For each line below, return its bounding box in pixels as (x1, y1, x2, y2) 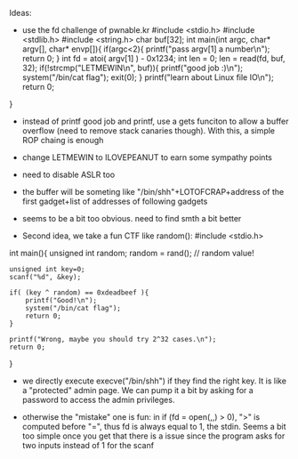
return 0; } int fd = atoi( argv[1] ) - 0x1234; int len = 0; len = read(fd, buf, (21, 53, 286, 63)
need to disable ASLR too (21, 169, 116, 180)
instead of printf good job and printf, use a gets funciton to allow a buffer (21, 116, 289, 126)
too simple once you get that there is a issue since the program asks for (21, 431, 286, 441)
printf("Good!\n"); (25, 296, 98, 305)
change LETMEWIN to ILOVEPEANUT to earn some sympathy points (21, 152, 273, 163)
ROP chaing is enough (21, 135, 104, 145)
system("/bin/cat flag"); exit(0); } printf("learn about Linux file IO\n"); (21, 72, 274, 83)
